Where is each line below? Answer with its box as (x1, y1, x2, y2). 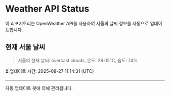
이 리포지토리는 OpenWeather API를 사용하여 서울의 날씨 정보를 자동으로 (5, 20, 149, 26)
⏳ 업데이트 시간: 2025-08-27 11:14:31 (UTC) (5, 68, 94, 74)
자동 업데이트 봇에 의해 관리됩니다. (5, 85, 73, 91)
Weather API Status (5, 3, 90, 15)
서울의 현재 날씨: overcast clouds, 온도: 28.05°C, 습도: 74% (17, 57, 138, 63)
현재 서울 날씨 (5, 43, 46, 52)
